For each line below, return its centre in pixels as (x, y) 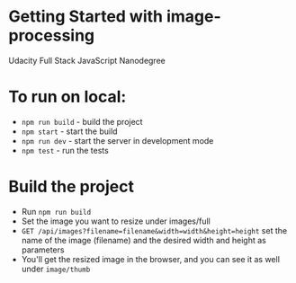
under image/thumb (56, 269)
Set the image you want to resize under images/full (116, 221)
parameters (43, 250)
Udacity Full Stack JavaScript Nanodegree (87, 60)
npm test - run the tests (65, 150)
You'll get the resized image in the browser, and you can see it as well (151, 259)
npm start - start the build (69, 131)
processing (52, 35)
